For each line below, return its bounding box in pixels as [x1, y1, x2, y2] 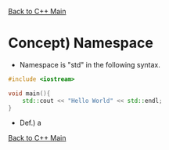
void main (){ [8, 90, 51, 97]
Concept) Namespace [8, 35, 154, 52]
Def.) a [19, 118, 41, 128]
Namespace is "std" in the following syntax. [19, 60, 160, 69]
